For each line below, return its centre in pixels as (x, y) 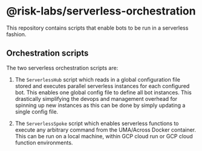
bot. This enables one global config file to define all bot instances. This (103, 92)
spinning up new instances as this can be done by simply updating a (100, 105)
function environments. (44, 143)
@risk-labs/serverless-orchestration (101, 11)
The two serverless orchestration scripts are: (62, 68)
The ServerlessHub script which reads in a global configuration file (97, 79)
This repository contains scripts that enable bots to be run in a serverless (97, 28)
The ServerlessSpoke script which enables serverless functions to (97, 123)
